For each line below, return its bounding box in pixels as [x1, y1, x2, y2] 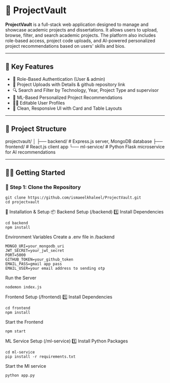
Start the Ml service [5, 363, 47, 369]
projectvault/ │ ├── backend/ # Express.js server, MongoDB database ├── [5, 138, 163, 144]
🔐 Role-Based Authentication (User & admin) [12, 76, 105, 82]
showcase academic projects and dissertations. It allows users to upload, [5, 26, 158, 33]
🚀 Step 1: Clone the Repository [5, 183, 81, 190]
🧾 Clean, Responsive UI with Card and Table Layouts [12, 105, 122, 111]
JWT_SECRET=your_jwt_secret [5, 248, 65, 253]
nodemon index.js [5, 284, 42, 290]
